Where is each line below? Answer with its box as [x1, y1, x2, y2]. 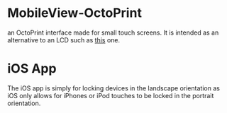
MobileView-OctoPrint [7, 5, 142, 21]
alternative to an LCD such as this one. [7, 35, 121, 44]
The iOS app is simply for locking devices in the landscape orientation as [7, 83, 220, 93]
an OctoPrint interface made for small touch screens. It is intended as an [7, 28, 219, 37]
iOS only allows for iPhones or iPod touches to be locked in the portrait [7, 91, 214, 100]
